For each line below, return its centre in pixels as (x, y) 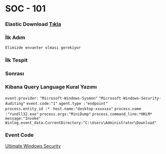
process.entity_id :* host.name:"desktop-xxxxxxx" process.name (73, 109)
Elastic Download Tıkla (33, 24)
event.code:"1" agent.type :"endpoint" (67, 103)
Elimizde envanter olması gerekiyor (43, 48)
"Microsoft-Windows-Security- (130, 98)
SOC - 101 (26, 9)
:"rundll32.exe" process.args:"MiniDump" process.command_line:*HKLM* (79, 114)
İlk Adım (15, 38)
